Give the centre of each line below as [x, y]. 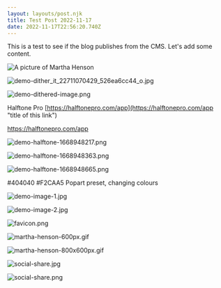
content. [19, 54]
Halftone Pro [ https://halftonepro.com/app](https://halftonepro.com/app [110, 108]
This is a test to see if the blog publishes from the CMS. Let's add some [110, 47]
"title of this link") [32, 115]
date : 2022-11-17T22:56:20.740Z [54, 26]
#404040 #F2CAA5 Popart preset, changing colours [83, 183]
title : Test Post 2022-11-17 [49, 20]
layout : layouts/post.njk [45, 14]
